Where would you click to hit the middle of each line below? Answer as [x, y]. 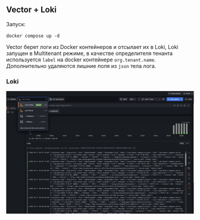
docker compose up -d [33, 36]
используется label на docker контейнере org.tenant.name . [81, 60]
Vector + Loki [32, 10]
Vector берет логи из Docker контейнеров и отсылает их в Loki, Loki [92, 47]
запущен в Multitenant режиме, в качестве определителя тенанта [90, 53]
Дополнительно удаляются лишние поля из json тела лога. [81, 66]
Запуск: [16, 24]
